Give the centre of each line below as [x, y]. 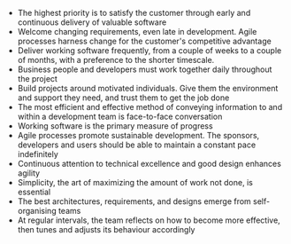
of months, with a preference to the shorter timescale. [116, 60]
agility [29, 173]
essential [34, 192]
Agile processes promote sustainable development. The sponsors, [138, 135]
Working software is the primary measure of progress [115, 126]
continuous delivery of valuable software [92, 22]
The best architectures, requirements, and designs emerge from [134, 201]
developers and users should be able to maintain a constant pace [137, 145]
